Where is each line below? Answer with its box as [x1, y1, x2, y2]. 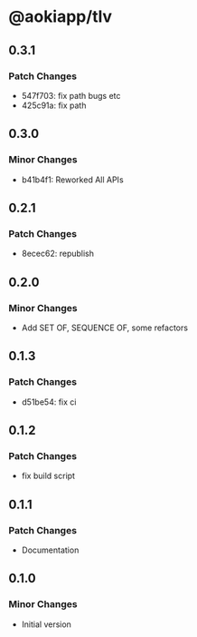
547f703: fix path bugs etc [21, 90, 121, 101]
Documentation [21, 544, 80, 555]
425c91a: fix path [21, 100, 87, 111]
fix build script [21, 470, 76, 482]
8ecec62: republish [21, 248, 95, 260]
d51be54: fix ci [21, 397, 77, 407]
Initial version [21, 619, 71, 630]
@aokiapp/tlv [8, 6, 113, 27]
